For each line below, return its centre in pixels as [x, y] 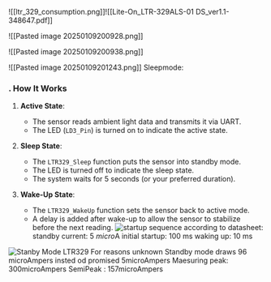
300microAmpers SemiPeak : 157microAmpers [86, 269]
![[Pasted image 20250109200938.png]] [76, 51]
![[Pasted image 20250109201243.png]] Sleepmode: [96, 67]
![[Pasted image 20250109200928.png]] [76, 36]
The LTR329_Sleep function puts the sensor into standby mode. [137, 162]
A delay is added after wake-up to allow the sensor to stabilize [136, 219]
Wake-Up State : [47, 194]
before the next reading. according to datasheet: [148, 228]
